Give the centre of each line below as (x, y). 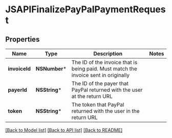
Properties (23, 39)
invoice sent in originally (100, 75)
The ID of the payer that (100, 83)
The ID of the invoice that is (104, 62)
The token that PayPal (98, 105)
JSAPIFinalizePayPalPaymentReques (85, 9)
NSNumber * (51, 69)
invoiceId (19, 69)
